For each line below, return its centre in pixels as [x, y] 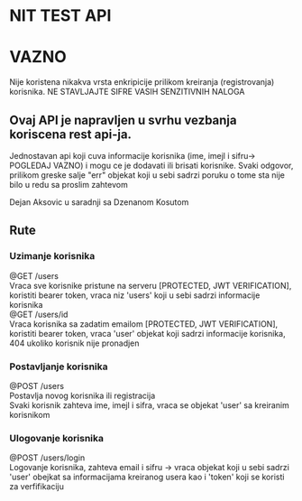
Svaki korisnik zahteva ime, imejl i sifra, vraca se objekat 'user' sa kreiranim [150, 405]
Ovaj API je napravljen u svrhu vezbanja [123, 120]
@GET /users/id [39, 314]
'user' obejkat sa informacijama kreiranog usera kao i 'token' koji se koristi [147, 477]
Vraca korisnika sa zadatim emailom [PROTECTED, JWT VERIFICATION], [144, 324]
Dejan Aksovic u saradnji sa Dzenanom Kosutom [99, 202]
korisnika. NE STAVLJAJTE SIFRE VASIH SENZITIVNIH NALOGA [127, 92]
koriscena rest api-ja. [71, 134]
